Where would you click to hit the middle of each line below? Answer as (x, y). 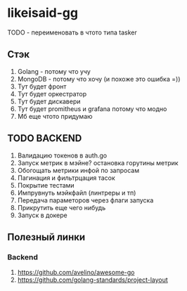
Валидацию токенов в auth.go (62, 155)
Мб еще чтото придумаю (55, 116)
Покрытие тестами (46, 185)
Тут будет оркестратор (52, 93)
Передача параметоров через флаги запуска (85, 200)
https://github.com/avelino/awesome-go (76, 273)
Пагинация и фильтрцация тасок (66, 178)
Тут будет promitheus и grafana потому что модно (92, 109)
